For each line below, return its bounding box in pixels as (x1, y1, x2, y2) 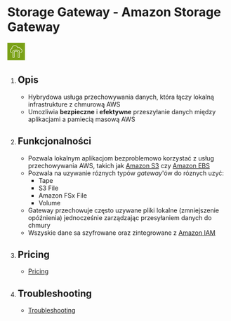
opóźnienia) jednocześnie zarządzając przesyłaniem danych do (27, 213, 212, 221)
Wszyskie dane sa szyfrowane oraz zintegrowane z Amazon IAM (27, 228, 216, 237)
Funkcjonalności (17, 135, 91, 147)
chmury (27, 221, 51, 229)
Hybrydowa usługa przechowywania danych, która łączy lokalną (27, 93, 214, 101)
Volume (38, 198, 61, 207)
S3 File (38, 184, 59, 192)
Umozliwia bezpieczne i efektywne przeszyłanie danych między (27, 107, 216, 116)
